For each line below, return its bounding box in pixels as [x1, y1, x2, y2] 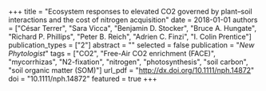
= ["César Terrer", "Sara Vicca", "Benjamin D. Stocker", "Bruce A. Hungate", [8, 24, 257, 32]
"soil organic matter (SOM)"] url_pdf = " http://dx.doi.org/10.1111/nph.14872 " [8, 66, 255, 74]
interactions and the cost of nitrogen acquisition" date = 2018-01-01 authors [8, 15, 258, 25]
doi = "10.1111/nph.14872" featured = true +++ [8, 74, 157, 83]
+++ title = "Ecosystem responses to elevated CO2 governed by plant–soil [8, 7, 253, 16]
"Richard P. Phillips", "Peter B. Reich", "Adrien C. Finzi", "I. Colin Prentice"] [8, 32, 252, 41]
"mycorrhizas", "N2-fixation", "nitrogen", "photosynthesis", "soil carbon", [8, 57, 249, 66]
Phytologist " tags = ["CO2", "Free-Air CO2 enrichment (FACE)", [8, 49, 216, 58]
